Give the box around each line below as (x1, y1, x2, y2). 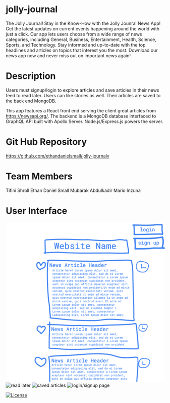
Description (6, 70, 56, 82)
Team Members (6, 171, 73, 182)
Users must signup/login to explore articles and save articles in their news (6, 87, 159, 93)
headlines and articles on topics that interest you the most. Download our (6, 47, 158, 53)
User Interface (6, 205, 68, 216)
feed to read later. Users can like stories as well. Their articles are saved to (6, 92, 161, 98)
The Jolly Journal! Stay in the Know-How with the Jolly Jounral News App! (6, 20, 161, 26)
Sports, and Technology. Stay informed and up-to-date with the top (6, 42, 146, 48)
